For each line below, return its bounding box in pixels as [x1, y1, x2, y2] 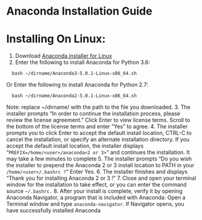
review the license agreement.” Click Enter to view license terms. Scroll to [6, 117, 190, 124]
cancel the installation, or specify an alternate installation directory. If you [6, 136, 190, 143]
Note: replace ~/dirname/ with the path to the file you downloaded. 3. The [6, 103, 191, 111]
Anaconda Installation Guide [6, 4, 153, 18]
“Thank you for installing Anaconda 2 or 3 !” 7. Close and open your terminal [6, 174, 197, 182]
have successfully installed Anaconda [6, 207, 101, 214]
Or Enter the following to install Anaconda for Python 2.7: [6, 81, 149, 89]
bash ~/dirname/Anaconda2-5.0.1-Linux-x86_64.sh [12, 93, 137, 99]
